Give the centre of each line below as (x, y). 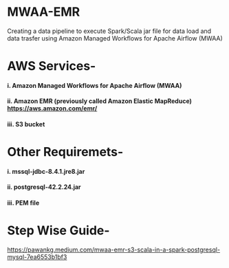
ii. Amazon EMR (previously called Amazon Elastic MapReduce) (100, 101)
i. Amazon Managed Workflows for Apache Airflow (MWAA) (95, 85)
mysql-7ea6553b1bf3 (37, 257)
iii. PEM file (23, 203)
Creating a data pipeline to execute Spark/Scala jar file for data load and (109, 31)
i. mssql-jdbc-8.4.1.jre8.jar (46, 171)
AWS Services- (52, 66)
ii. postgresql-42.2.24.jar (44, 187)
